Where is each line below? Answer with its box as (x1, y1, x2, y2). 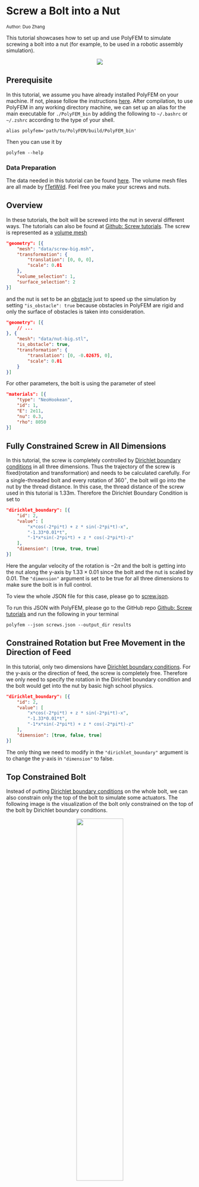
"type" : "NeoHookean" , (17, 397, 73, 403)
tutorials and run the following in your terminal (6, 610, 119, 618)
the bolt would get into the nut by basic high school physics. (6, 682, 153, 689)
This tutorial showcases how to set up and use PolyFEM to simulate (6, 34, 171, 41)
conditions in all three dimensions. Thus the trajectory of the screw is (6, 463, 175, 470)
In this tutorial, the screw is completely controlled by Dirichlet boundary (6, 456, 181, 464)
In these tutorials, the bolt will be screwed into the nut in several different (6, 216, 185, 223)
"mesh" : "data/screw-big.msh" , (17, 245, 94, 252)
